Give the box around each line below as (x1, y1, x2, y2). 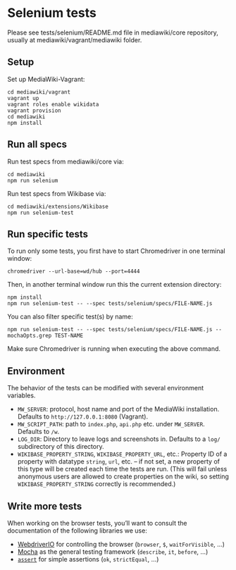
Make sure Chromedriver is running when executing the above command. (7, 345, 221, 353)
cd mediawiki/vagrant (7, 88, 71, 96)
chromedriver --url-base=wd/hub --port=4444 (7, 268, 140, 275)
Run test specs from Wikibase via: (7, 189, 106, 198)
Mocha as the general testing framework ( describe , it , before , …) (17, 547, 209, 556)
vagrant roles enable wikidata (7, 101, 99, 108)
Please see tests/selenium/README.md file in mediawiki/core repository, (7, 28, 218, 37)
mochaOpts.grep (7, 333, 52, 340)
